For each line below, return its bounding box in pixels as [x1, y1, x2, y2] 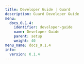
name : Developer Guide [14, 29, 60, 34]
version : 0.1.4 [9, 51, 40, 57]
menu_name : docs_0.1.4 [5, 43, 51, 48]
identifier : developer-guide [14, 25, 73, 30]
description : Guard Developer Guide [5, 12, 79, 16]
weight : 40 [14, 38, 36, 43]
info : [5, 47, 16, 52]
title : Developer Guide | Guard [5, 7, 70, 12]
